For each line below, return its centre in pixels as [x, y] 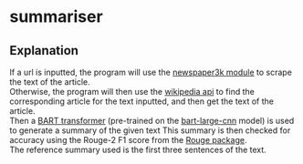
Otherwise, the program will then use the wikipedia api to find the [132, 92]
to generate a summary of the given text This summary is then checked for [150, 130]
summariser [56, 17]
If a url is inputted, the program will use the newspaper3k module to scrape [151, 72]
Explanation [44, 51]
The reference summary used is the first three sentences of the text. [138, 149]
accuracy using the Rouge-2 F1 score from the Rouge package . [128, 140]
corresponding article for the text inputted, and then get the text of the [141, 101]
